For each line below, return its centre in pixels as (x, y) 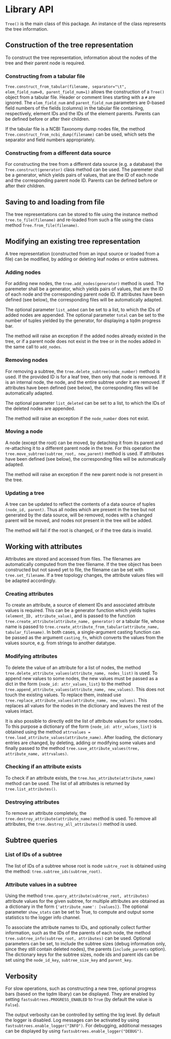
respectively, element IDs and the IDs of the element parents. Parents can (83, 114)
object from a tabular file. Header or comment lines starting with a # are (80, 97)
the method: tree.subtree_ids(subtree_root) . (54, 871)
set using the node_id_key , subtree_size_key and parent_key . (69, 960)
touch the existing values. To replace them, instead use (63, 695)
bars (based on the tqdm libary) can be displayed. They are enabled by (80, 993)
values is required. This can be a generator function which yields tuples (80, 611)
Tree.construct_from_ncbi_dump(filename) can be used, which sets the (80, 135)
